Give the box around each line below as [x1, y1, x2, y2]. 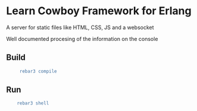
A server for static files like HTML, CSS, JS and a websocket [6, 24, 154, 31]
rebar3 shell [17, 100, 49, 106]
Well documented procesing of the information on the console [6, 35, 158, 42]
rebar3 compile [19, 68, 58, 74]
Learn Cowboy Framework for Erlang [6, 4, 192, 18]
